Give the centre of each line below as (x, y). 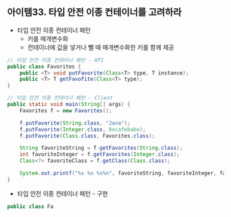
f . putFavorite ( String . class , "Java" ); (75, 123)
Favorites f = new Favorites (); (66, 111)
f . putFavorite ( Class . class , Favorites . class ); (87, 136)
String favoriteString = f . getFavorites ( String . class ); (101, 148)
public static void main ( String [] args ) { (69, 105)
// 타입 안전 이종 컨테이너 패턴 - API (56, 60)
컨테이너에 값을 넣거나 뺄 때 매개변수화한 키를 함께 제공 (101, 47)
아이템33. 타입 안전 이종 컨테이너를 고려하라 (95, 12)
